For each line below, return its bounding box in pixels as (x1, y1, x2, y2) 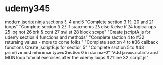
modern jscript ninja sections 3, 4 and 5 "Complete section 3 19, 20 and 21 (5, 19, 154, 25)
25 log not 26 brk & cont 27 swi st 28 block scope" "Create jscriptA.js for (5, 29, 151, 35)
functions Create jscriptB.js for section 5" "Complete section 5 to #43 (5, 44, 144, 50)
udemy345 (5, 3, 50, 14)
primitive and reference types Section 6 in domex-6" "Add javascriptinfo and (5, 49, 158, 55)
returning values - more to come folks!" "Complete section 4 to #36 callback (5, 39, 158, 45)
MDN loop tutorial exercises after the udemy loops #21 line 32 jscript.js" (5, 54, 148, 60)
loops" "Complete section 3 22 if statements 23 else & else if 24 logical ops (5, 24, 156, 29)
